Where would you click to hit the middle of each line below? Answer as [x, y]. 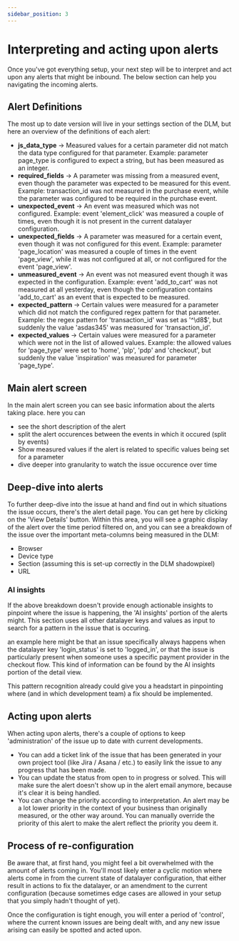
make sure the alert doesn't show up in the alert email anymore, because [125, 785]
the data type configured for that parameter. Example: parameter [113, 153]
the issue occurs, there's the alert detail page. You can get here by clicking [117, 512]
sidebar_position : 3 [38, 14]
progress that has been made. [62, 770]
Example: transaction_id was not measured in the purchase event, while [123, 191]
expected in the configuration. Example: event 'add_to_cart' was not [118, 282]
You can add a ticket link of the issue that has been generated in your [119, 755]
